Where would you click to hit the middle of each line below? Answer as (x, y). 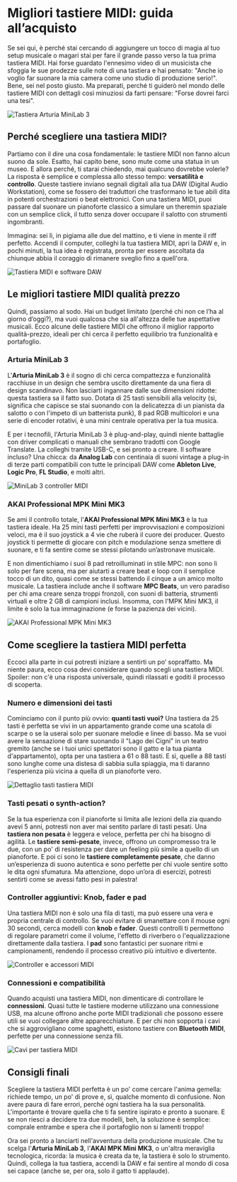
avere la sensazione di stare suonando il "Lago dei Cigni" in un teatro (108, 741)
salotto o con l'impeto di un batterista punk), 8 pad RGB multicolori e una (113, 412)
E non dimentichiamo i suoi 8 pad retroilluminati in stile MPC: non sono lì (112, 564)
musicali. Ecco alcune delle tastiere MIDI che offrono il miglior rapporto (111, 326)
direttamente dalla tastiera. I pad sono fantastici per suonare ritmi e (105, 943)
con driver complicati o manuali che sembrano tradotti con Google (104, 442)
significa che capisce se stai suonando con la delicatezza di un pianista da (116, 405)
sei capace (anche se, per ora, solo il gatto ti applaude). (88, 1171)
